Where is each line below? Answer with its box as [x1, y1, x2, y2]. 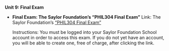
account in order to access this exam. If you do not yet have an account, [12, 35, 164, 40]
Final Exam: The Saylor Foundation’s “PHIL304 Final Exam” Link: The [12, 14, 161, 20]
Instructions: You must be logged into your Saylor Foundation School [12, 29, 157, 35]
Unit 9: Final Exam [5, 5, 44, 10]
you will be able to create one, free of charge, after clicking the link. [12, 40, 155, 46]
